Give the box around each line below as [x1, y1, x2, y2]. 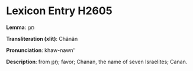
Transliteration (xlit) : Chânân [6, 35, 78, 42]
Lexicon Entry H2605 [6, 4, 112, 18]
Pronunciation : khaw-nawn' [6, 46, 75, 54]
